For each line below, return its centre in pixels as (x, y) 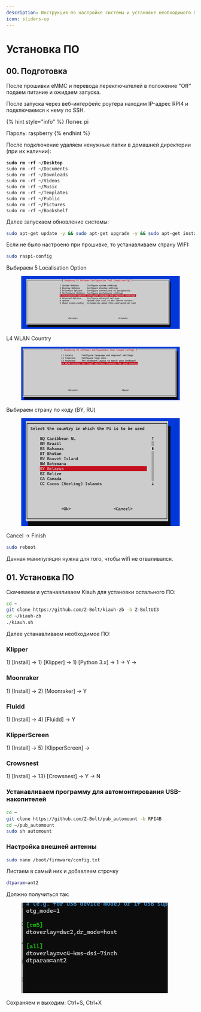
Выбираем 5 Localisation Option (46, 268)
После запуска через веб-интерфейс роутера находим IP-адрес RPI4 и (97, 103)
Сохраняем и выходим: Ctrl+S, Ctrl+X (54, 1003)
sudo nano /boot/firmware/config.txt (53, 860)
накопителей (26, 799)
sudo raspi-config (29, 256)
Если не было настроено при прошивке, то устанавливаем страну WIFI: (98, 244)
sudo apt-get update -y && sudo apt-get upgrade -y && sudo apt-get (93, 233)
